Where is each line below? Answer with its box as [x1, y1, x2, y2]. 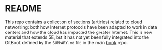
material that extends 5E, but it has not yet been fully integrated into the [5, 34, 149, 40]
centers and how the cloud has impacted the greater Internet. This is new [5, 29, 153, 35]
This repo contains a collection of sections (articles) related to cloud [5, 19, 142, 25]
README [5, 3, 42, 14]
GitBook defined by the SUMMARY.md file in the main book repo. [5, 39, 128, 45]
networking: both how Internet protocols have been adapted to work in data [5, 24, 157, 30]
